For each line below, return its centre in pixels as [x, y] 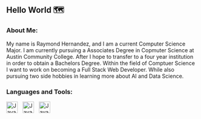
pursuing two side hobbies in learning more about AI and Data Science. [95, 76]
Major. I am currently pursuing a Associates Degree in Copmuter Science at [100, 50]
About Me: [22, 30]
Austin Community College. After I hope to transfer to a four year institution [100, 56]
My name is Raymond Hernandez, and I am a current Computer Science [96, 44]
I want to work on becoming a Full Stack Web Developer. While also [90, 69]
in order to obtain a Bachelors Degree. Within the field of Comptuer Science [101, 63]
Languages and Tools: [39, 92]
